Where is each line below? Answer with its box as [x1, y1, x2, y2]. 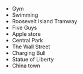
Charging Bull [11, 50, 46, 56]
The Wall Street [11, 43, 51, 50]
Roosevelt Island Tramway [11, 18, 78, 24]
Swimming [11, 11, 38, 18]
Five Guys [11, 24, 37, 31]
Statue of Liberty [11, 56, 54, 63]
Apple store [11, 30, 41, 38]
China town [11, 62, 41, 69]
